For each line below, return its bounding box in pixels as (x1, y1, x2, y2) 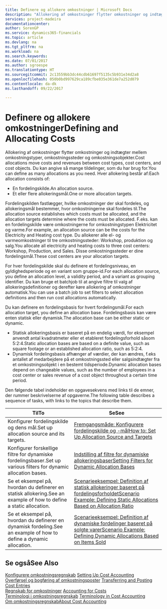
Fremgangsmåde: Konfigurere (74, 421, 144, 428)
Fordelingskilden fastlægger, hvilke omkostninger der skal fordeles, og (5, 200, 149, 207)
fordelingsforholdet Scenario (74, 490, 140, 497)
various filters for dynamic (7, 464, 69, 471)
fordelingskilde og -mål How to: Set (74, 427, 156, 434)
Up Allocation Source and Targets (74, 434, 153, 441)
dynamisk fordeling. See (7, 523, 63, 530)
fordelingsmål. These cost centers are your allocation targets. (5, 253, 130, 259)
